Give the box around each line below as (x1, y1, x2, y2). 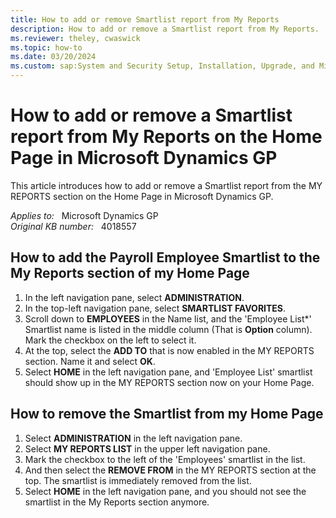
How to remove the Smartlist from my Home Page (10, 406, 324, 423)
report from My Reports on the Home (10, 126, 323, 148)
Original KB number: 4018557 (10, 220, 137, 232)
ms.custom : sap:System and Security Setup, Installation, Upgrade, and (10, 61, 315, 71)
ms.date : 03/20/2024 (10, 52, 97, 62)
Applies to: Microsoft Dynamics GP (10, 209, 159, 221)
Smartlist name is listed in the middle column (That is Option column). (24, 323, 313, 335)
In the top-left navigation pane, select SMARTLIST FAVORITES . (24, 302, 287, 314)
